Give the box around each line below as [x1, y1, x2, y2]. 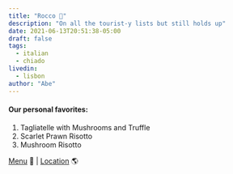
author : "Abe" [8, 79, 57, 87]
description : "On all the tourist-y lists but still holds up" [8, 19, 227, 28]
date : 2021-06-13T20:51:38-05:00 [8, 27, 121, 35]
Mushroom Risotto [19, 139, 83, 150]
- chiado [15, 57, 45, 66]
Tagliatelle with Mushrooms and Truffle [19, 122, 150, 132]
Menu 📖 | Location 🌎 [8, 155, 79, 166]
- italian [15, 49, 49, 57]
